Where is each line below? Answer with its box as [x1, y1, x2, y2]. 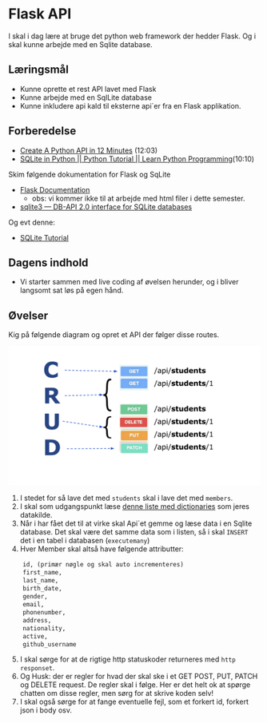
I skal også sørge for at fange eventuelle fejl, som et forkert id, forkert [19, 697, 249, 706]
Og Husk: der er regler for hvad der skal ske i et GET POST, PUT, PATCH [19, 671, 258, 681]
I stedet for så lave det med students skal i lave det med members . [19, 493, 233, 503]
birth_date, [22, 584, 62, 592]
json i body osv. [19, 705, 72, 715]
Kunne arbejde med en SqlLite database [19, 93, 152, 102]
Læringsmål [8, 63, 70, 77]
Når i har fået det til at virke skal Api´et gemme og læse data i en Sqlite [19, 518, 253, 528]
